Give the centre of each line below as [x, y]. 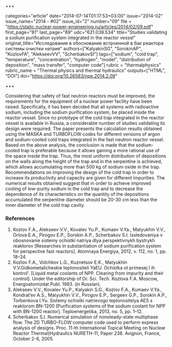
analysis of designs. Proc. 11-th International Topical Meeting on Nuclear [89, 328]
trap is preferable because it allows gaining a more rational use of [90, 150]
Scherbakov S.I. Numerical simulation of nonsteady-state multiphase [85, 317]
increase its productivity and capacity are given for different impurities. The [85, 178]
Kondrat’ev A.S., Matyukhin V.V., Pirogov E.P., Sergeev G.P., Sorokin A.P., [90, 295]
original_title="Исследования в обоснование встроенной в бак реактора [84, 43]
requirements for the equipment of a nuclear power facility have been [79, 101]
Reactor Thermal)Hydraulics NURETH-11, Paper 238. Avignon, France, [87, 333]
